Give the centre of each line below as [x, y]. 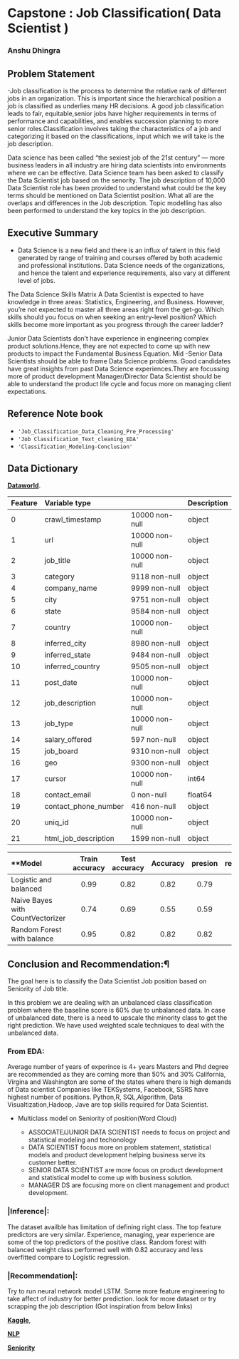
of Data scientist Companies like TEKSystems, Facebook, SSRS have [108, 1090]
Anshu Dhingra [34, 51]
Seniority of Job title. [38, 989]
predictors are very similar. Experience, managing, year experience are [111, 1234]
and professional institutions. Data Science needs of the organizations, [121, 265]
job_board [61, 751]
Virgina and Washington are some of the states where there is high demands [119, 1082]
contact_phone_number [84, 807]
